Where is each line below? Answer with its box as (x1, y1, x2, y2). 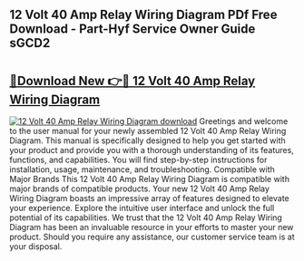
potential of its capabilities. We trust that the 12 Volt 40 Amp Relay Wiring (9, 212, 283, 223)
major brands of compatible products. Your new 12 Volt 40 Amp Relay (9, 183, 270, 194)
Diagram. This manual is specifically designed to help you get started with (9, 135, 286, 146)
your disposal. (9, 241, 63, 252)
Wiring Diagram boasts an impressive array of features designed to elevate (9, 193, 289, 203)
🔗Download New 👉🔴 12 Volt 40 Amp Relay (9, 72, 256, 89)
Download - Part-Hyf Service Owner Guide (9, 22, 256, 37)
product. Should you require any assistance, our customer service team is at (9, 231, 295, 242)
